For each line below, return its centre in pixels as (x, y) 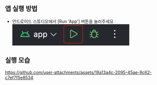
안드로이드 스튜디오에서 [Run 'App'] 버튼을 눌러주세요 (63, 21)
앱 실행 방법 (21, 9)
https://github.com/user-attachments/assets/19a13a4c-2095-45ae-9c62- (78, 72)
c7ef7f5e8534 (19, 77)
